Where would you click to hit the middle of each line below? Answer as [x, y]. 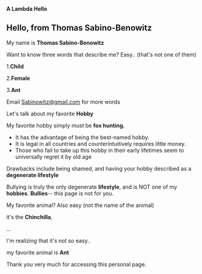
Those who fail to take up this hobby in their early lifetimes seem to [99, 150]
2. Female [18, 78]
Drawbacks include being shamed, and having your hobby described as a [99, 168]
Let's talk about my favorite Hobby [50, 114]
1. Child [15, 66]
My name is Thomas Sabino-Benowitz [55, 43]
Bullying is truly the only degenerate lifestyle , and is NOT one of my [92, 187]
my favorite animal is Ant [38, 252]
